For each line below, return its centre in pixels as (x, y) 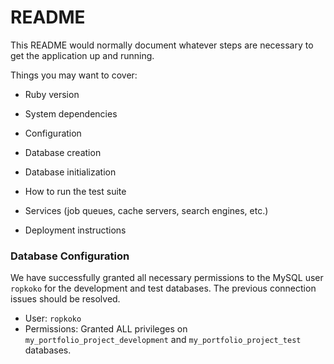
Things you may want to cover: (74, 75)
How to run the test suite (75, 191)
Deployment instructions (75, 230)
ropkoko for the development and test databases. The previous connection (163, 288)
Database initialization (70, 172)
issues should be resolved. (65, 299)
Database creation (63, 152)
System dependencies (71, 113)
